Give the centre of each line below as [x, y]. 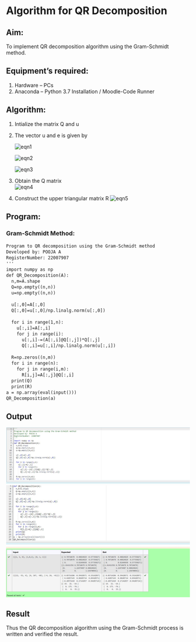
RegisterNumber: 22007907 [37, 258]
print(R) [22, 387]
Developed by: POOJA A [34, 252]
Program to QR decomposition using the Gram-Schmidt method [81, 246]
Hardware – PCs [34, 85]
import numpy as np [30, 270]
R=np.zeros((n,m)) [34, 358]
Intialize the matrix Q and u [47, 124]
